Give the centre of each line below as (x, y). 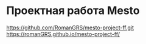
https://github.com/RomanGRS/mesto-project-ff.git (70, 28)
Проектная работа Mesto (73, 11)
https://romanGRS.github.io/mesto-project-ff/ (63, 34)
